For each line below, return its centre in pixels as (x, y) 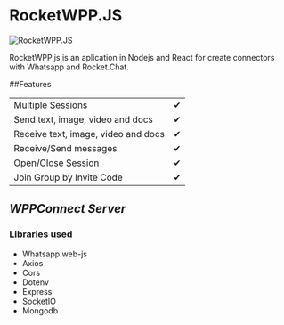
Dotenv (35, 282)
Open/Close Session (57, 163)
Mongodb (40, 310)
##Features (30, 84)
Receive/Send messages (65, 148)
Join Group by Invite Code (68, 177)
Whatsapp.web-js (54, 254)
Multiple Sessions (51, 105)
